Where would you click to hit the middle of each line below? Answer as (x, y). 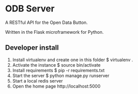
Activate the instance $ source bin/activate (57, 65)
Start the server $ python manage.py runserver (61, 76)
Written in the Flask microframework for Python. (54, 32)
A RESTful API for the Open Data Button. (47, 22)
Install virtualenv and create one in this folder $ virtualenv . (73, 60)
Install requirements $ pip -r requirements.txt (58, 70)
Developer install (32, 48)
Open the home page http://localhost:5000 (56, 86)
